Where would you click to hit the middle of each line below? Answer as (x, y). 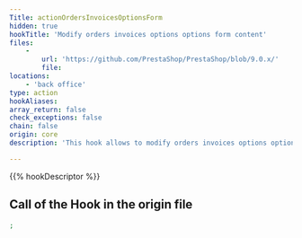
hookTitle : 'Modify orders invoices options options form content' (138, 34)
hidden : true (34, 26)
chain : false (34, 127)
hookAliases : (34, 101)
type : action (34, 93)
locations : (30, 76)
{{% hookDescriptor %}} (55, 176)
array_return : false (48, 110)
